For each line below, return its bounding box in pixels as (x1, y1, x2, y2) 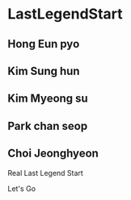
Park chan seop (7, 119, 88, 133)
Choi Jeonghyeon (7, 147, 99, 160)
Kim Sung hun (7, 64, 80, 77)
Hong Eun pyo (7, 37, 80, 51)
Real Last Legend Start (7, 168, 84, 177)
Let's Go (7, 183, 36, 194)
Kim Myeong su (7, 92, 88, 106)
